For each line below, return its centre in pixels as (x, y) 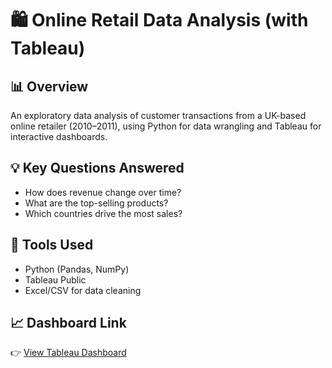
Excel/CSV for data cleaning (83, 290)
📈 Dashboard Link (68, 323)
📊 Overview (49, 86)
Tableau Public (55, 279)
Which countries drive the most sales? (103, 213)
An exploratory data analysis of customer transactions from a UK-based (158, 115)
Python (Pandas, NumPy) (77, 269)
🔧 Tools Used (52, 245)
